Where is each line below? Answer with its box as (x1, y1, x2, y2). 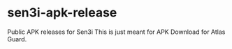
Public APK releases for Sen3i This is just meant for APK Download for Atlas (7, 28, 226, 36)
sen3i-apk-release (7, 5, 117, 21)
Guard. (7, 35, 27, 43)
